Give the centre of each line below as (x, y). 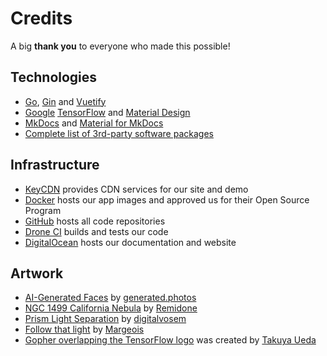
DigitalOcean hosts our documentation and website (130, 242)
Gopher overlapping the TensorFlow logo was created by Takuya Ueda (170, 340)
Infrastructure (55, 165)
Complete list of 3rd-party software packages (119, 133)
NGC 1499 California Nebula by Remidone (111, 308)
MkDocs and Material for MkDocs (94, 123)
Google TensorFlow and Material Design (107, 112)
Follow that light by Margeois (84, 329)
